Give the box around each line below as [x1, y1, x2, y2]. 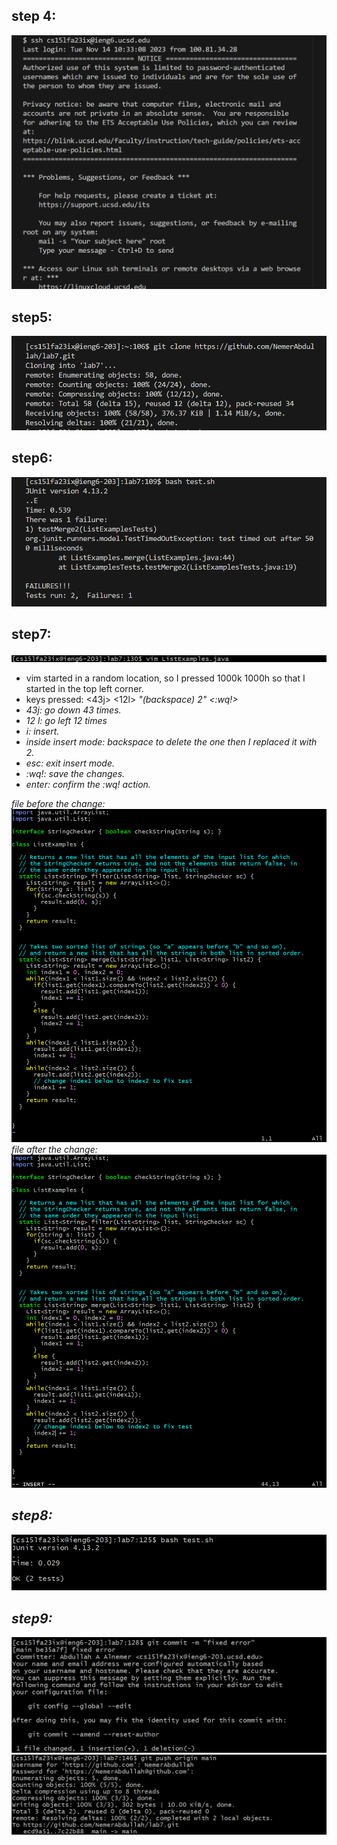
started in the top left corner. [25, 682, 144, 694]
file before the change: [11, 797, 106, 809]
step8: [11, 1507, 53, 1524]
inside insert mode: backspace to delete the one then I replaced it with [25, 735, 318, 748]
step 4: [11, 8, 57, 25]
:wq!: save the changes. [25, 767, 126, 779]
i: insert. [25, 725, 60, 737]
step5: [11, 309, 53, 326]
